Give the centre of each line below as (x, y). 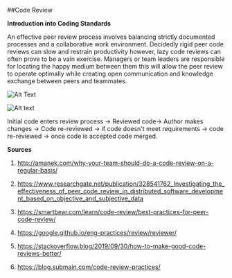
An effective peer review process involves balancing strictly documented (111, 37)
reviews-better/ (39, 253)
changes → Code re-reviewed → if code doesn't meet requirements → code (115, 129)
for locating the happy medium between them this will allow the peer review (115, 66)
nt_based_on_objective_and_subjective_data (80, 198)
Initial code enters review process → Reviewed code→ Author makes (105, 121)
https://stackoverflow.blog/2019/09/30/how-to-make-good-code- (111, 246)
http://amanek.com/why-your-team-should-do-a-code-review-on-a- (116, 163)
